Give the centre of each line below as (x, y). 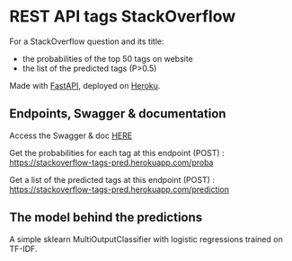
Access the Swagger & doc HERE (71, 135)
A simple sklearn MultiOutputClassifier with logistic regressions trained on (146, 239)
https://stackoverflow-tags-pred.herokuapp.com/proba (111, 162)
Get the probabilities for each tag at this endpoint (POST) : (117, 152)
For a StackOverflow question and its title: (87, 41)
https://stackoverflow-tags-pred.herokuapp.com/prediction (119, 189)
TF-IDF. (23, 248)
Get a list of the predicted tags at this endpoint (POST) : (112, 179)
